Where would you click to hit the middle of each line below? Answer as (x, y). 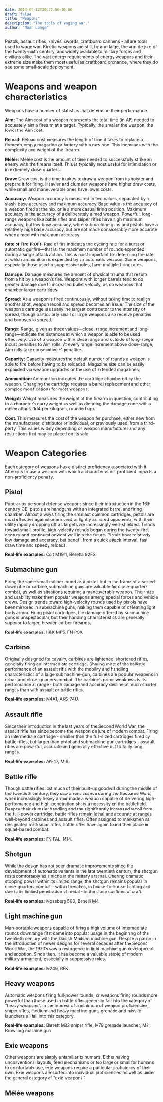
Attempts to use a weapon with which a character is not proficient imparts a (81, 472)
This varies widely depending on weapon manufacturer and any (81, 429)
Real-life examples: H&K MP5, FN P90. (44, 632)
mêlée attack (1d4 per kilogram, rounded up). (50, 409)
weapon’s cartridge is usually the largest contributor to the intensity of (75, 309)
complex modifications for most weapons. (47, 389)
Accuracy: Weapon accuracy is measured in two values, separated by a (77, 199)
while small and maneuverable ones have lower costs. (59, 189)
